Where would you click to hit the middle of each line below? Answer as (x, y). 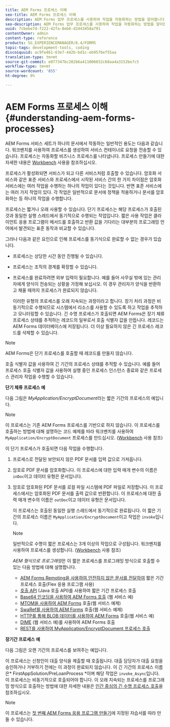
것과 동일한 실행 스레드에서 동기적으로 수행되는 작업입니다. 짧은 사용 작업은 (79, 215)
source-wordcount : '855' (31, 71)
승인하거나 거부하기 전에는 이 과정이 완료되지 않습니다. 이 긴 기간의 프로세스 (79, 667)
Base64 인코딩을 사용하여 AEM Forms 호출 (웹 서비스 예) (77, 597)
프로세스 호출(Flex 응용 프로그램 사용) (57, 584)
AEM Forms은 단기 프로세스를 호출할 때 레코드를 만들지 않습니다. (69, 353)
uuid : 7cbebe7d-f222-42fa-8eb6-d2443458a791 (53, 29)
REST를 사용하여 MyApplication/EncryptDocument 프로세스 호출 (85, 628)
